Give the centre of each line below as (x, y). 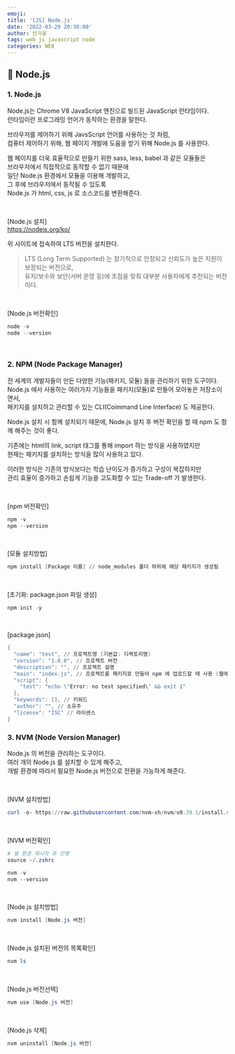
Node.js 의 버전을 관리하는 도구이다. (57, 754)
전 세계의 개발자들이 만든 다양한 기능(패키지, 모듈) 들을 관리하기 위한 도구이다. (113, 380)
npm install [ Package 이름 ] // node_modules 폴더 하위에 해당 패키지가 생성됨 (113, 567)
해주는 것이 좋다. (37, 430)
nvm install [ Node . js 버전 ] (47, 920)
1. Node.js (24, 94)
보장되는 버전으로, (49, 267)
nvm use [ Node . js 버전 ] (40, 1003)
